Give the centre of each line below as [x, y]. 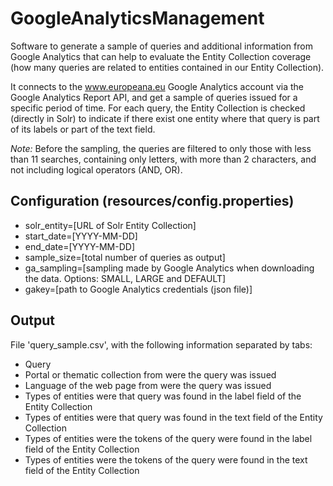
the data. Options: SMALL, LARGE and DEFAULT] [125, 278]
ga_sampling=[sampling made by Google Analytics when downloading [169, 268]
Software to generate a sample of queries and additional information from [161, 46]
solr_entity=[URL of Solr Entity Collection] [110, 225]
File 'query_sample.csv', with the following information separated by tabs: [161, 344]
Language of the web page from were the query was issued [148, 385]
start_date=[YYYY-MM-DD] [81, 236]
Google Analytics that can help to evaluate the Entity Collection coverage [161, 56]
